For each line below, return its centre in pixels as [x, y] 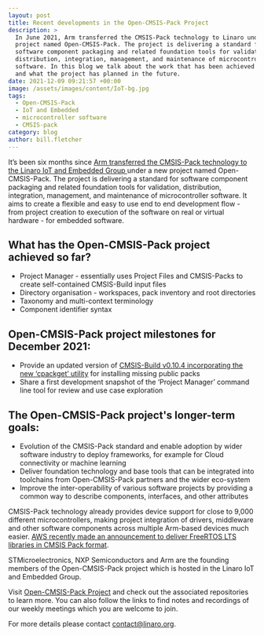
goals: [24, 428]
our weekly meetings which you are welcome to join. [93, 609]
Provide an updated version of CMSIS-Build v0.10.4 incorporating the [131, 365]
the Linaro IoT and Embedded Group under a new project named [112, 170]
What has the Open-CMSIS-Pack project [109, 245]
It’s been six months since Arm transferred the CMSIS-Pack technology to [128, 162]
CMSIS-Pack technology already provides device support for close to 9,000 [131, 511]
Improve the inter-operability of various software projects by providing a [136, 488]
